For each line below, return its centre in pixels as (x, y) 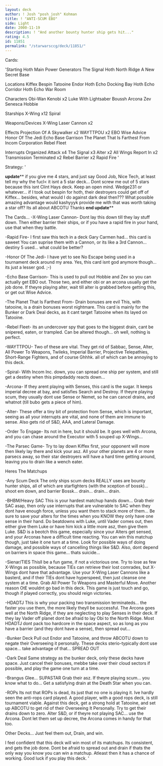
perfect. (13, 337)
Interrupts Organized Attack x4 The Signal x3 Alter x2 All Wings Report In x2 (81, 152)
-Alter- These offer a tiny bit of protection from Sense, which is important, (79, 411)
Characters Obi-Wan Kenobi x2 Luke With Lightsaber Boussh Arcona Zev (78, 99)
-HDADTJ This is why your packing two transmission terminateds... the (76, 603)
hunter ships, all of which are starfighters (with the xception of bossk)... (77, 486)
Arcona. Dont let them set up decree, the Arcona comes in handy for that (78, 718)
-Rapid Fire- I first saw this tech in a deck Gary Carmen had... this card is (78, 237)
